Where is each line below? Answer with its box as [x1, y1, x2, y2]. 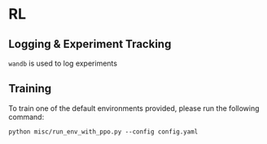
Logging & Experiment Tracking [8, 37, 172, 51]
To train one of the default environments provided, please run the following [8, 103, 260, 113]
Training [8, 82, 52, 95]
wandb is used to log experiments [8, 58, 118, 68]
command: [8, 112, 45, 121]
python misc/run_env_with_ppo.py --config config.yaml [8, 127, 199, 136]
